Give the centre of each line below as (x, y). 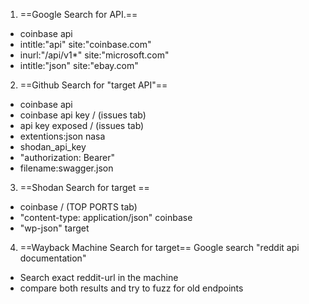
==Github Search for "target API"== (93, 85)
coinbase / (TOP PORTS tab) (78, 207)
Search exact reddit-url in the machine (99, 277)
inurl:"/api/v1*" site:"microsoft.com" (94, 55)
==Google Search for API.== (78, 14)
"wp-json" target (54, 228)
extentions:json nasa (62, 136)
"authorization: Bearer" (67, 157)
